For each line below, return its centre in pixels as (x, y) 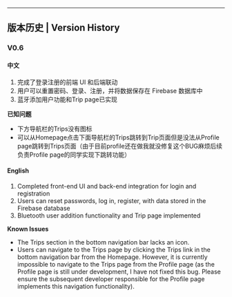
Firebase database (43, 208)
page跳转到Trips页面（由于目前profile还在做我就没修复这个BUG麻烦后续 (120, 146)
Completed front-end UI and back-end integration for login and (107, 186)
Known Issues (28, 229)
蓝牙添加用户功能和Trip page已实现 (67, 99)
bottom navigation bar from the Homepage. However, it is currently (113, 257)
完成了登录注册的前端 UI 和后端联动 (67, 82)
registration (33, 193)
